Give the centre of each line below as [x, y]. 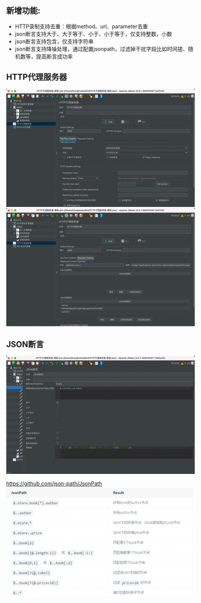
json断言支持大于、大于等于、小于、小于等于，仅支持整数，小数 [93, 34]
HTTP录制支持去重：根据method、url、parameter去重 [81, 26]
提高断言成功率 [54, 56]
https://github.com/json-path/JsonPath [54, 484]
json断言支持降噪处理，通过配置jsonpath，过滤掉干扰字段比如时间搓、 [101, 49]
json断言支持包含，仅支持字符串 [54, 41]
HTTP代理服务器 [37, 77]
